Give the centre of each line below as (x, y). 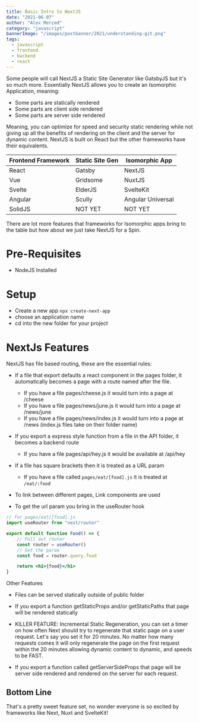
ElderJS (86, 190)
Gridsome (89, 180)
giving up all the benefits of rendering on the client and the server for (91, 133)
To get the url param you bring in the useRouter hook (80, 506)
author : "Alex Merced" (34, 23)
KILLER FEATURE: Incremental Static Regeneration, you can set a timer (101, 624)
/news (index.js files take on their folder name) (80, 425)
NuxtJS (135, 180)
